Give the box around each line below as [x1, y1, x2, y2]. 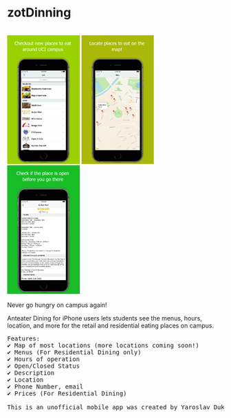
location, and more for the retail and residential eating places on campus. [7, 321, 214, 329]
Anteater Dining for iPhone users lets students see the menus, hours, [7, 314, 203, 322]
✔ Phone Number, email [7, 382, 84, 391]
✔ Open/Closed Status [7, 362, 80, 370]
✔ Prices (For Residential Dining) [7, 389, 127, 397]
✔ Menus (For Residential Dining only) [7, 348, 142, 356]
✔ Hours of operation [7, 355, 80, 363]
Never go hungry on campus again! [7, 301, 108, 309]
